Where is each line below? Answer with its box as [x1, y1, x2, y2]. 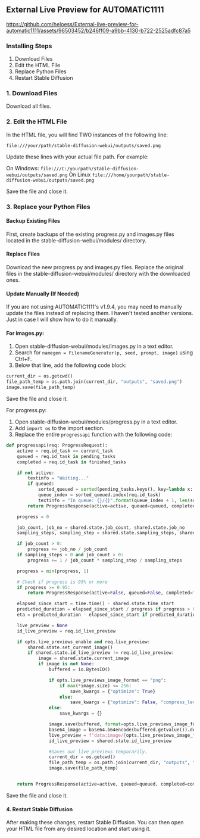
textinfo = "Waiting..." [27, 475, 89, 481]
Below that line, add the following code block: [14, 362, 127, 369]
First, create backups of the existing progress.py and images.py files [6, 230, 174, 238]
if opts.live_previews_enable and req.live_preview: [17, 638, 151, 645]
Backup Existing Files [6, 217, 61, 225]
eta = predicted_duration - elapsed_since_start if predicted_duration [17, 612, 198, 618]
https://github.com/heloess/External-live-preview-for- [6, 20, 139, 27]
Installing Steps [6, 42, 52, 50]
